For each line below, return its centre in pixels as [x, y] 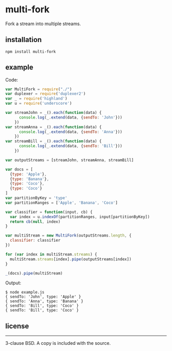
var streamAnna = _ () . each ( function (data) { [53, 127]
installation [24, 40]
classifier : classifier [35, 240]
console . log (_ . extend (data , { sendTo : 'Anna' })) [71, 132]
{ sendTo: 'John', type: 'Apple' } [43, 297]
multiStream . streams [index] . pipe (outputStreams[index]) [71, 259]
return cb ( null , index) [35, 222]
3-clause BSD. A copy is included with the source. [58, 343]
